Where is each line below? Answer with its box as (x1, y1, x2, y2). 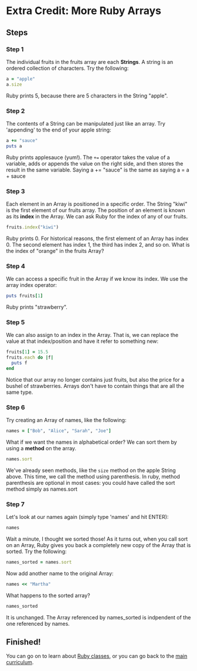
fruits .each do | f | (6, 355, 54, 360)
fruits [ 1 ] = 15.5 (6, 349, 49, 355)
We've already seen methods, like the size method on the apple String (6, 467, 176, 474)
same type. (6, 389, 33, 396)
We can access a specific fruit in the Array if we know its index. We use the (6, 275, 188, 282)
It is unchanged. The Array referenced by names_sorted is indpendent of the (6, 613, 191, 621)
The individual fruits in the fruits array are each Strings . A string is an (6, 58, 174, 65)
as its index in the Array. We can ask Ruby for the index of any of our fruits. (6, 213, 188, 220)
